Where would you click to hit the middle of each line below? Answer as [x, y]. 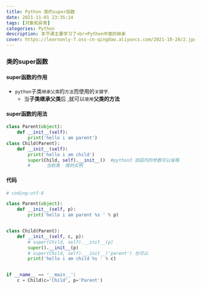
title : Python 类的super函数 [41, 12]
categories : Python [31, 28]
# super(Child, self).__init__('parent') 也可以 [88, 253]
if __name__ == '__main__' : [41, 275]
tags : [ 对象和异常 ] [28, 23]
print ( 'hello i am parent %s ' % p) [73, 215]
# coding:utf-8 [25, 193]
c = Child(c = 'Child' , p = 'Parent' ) [60, 281]
